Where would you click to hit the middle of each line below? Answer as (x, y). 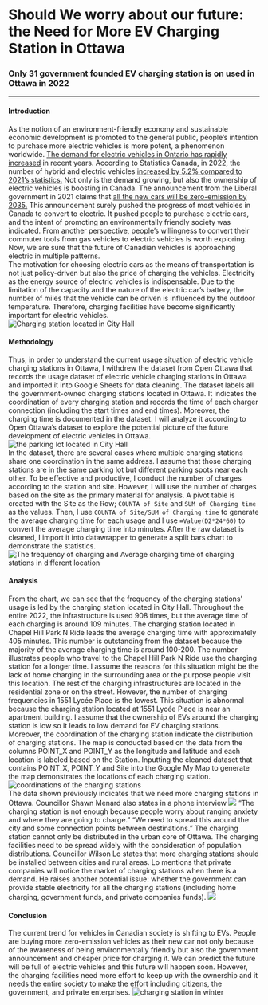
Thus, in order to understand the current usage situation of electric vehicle (131, 359)
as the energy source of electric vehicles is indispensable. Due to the (122, 281)
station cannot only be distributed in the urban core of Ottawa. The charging (134, 837)
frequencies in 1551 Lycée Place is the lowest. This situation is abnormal (126, 701)
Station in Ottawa (67, 49)
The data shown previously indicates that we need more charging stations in (134, 794)
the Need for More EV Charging (114, 31)
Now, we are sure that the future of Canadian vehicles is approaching (122, 247)
